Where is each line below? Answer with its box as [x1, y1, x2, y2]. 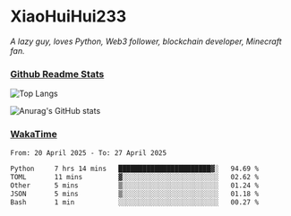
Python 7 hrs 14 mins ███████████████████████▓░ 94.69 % [10, 164, 259, 174]
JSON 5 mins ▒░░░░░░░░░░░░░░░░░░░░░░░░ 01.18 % [10, 190, 259, 199]
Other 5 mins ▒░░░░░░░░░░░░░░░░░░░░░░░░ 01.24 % [10, 181, 259, 190]
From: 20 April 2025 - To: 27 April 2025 [10, 148, 167, 158]
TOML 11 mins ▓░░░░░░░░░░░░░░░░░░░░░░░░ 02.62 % [10, 173, 259, 182]
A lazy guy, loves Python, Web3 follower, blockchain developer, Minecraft [10, 36, 282, 47]
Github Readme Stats [10, 67, 105, 80]
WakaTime [10, 128, 57, 141]
